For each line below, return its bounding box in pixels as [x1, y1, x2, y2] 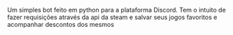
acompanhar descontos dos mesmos [7, 21, 114, 28]
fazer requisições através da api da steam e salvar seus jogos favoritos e [7, 13, 218, 21]
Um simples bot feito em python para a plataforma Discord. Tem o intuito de [7, 6, 226, 14]
